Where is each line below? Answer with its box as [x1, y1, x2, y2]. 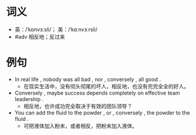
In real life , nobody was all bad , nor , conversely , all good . [14, 76, 161, 83]
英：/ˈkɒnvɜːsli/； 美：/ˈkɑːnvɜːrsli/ [14, 26, 98, 33]
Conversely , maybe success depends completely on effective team [14, 89, 180, 96]
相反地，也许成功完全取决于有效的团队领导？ [23, 102, 133, 109]
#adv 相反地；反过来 [14, 33, 65, 40]
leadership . [14, 95, 44, 103]
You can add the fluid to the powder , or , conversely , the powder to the [14, 109, 190, 116]
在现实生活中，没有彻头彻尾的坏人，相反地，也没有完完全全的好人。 [23, 83, 190, 90]
